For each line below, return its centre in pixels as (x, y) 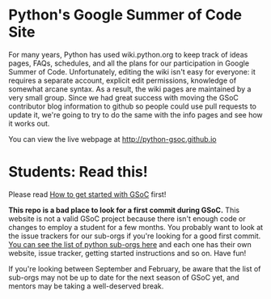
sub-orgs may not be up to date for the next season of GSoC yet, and (124, 277)
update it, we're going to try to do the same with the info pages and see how (135, 114)
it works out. (29, 123)
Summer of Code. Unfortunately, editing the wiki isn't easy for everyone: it (132, 71)
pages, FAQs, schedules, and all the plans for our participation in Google (129, 63)
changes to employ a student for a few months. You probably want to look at (136, 227)
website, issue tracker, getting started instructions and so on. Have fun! (127, 253)
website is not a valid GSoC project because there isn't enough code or (127, 218)
